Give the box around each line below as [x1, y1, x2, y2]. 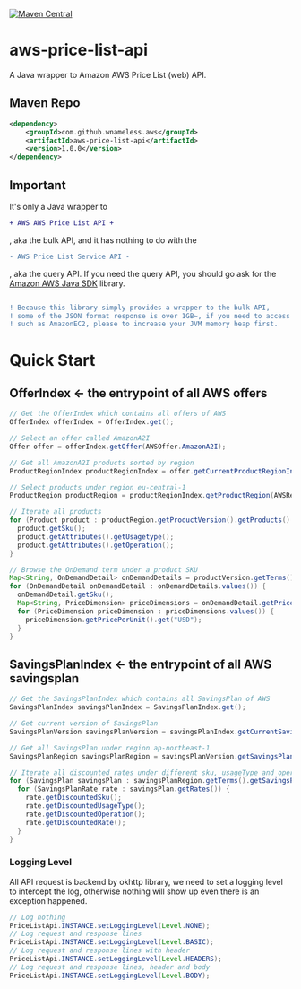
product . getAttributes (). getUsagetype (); [17, 532, 175, 542]
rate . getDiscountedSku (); [25, 794, 123, 802]
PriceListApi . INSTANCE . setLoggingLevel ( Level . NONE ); [9, 921, 211, 930]
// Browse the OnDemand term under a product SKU [9, 565, 199, 574]
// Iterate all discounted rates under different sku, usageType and [9, 768, 275, 777]
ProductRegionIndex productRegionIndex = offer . [9, 466, 194, 475]
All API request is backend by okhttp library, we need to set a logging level [9, 876, 284, 887]
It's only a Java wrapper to [9, 201, 107, 212]
